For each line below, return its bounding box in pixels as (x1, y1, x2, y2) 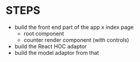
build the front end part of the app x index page (14, 23, 134, 31)
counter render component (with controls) (23, 36, 129, 43)
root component (23, 29, 65, 37)
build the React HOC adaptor (14, 43, 87, 50)
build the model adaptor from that (14, 49, 99, 56)
